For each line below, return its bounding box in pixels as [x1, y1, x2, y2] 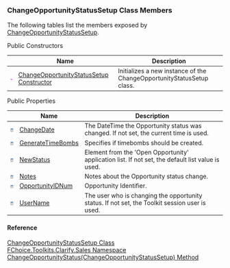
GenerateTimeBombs [19, 138, 79, 147]
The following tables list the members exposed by [7, 21, 148, 29]
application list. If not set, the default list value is [84, 155, 220, 163]
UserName [19, 198, 50, 207]
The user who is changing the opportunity [84, 191, 203, 199]
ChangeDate [19, 125, 55, 134]
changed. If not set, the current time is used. [84, 129, 209, 137]
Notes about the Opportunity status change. [84, 172, 209, 180]
